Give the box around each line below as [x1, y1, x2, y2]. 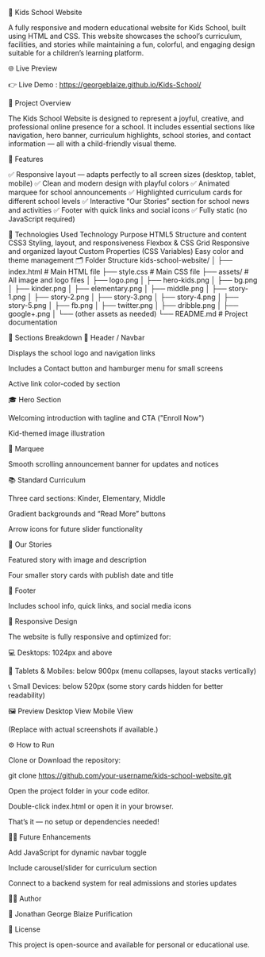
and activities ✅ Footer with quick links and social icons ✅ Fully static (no [8, 206, 248, 214]
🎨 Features [8, 155, 44, 163]
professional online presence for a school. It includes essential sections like [8, 122, 255, 131]
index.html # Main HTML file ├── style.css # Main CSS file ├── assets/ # [8, 267, 249, 276]
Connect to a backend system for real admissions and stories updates [8, 878, 237, 888]
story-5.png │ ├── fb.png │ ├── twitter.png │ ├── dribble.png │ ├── [8, 301, 239, 309]
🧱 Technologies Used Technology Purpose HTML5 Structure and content [8, 230, 248, 239]
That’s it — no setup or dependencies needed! [8, 817, 160, 826]
